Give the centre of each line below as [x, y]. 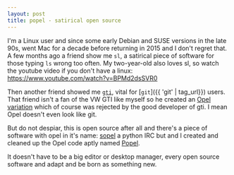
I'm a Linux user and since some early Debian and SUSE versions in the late [117, 40]
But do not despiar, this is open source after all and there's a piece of [107, 128]
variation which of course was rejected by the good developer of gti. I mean [117, 107]
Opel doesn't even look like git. [52, 114]
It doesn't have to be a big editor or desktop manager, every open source [113, 157]
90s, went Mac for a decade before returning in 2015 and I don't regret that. [117, 48]
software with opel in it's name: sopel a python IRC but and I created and [113, 135]
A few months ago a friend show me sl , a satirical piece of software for [111, 55]
